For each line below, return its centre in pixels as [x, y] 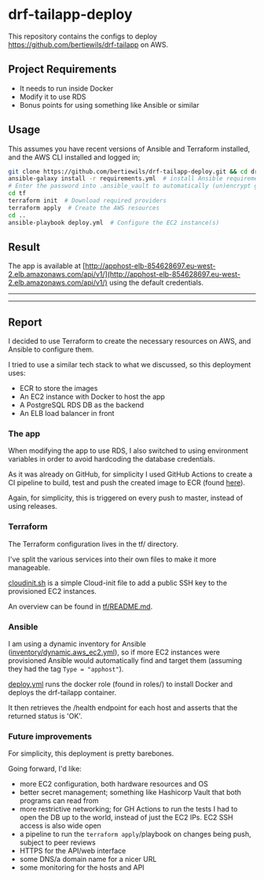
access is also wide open [60, 826]
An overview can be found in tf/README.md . [81, 606]
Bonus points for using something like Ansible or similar [109, 105]
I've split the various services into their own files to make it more [112, 559]
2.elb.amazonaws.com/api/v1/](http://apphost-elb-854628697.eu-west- [125, 274]
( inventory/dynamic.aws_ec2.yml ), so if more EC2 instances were [114, 652]
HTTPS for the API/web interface [73, 851]
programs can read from [59, 801]
